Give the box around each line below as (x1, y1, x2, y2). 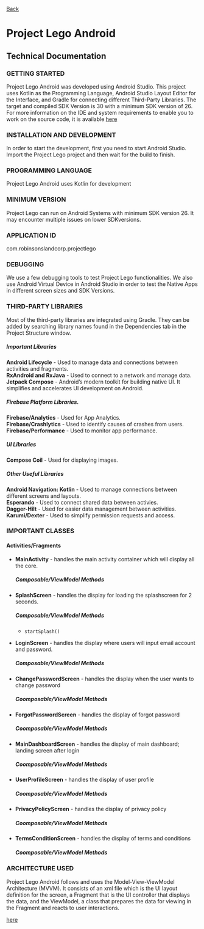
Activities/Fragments (6, 542, 62, 549)
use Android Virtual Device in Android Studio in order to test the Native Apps (6, 280, 198, 288)
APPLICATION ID (6, 231, 57, 239)
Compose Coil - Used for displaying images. (6, 456, 119, 464)
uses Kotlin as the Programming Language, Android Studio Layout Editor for (6, 89, 196, 97)
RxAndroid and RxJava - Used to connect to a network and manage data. (6, 371, 192, 379)
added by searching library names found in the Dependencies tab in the (6, 322, 187, 330)
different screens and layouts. (6, 492, 81, 500)
